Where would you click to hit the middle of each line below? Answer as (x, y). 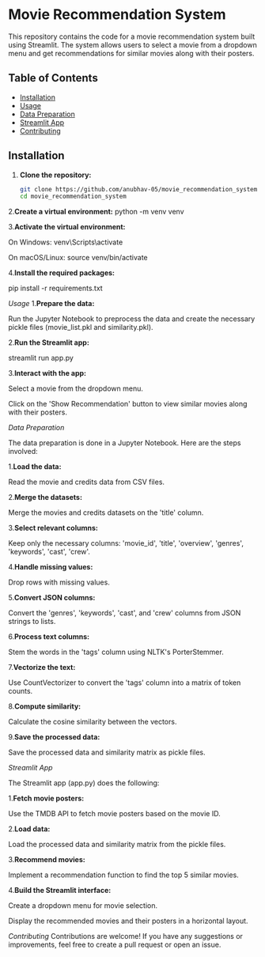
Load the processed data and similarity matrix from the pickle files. (117, 845)
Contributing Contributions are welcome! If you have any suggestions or (126, 936)
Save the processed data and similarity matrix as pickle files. (107, 752)
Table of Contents (53, 78)
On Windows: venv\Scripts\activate (66, 242)
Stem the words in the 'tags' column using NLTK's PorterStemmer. (116, 652)
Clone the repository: (55, 175)
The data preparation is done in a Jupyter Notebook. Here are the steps (125, 443)
